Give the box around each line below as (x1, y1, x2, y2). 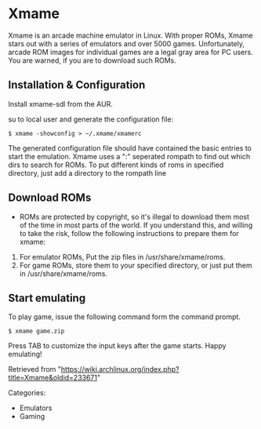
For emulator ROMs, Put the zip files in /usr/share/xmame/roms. (19, 252, 226, 261)
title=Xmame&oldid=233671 (8, 373, 98, 383)
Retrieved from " (8, 365, 61, 374)
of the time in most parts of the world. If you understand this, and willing (19, 220, 253, 230)
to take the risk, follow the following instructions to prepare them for (19, 228, 239, 238)
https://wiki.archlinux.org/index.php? (60, 365, 179, 374)
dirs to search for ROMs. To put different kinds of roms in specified (8, 160, 224, 169)
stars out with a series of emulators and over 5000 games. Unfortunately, (8, 38, 245, 48)
